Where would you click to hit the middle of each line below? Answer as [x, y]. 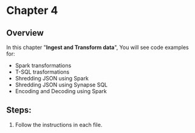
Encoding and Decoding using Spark [61, 91]
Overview [25, 33]
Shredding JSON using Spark [52, 78]
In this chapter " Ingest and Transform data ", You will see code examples [98, 47]
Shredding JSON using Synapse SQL [61, 85]
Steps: [19, 110]
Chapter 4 [32, 11]
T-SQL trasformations [42, 72]
